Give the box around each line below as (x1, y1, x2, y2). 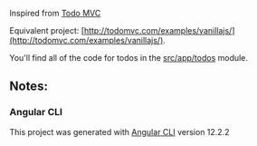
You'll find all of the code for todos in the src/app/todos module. (9, 53, 249, 63)
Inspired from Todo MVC (9, 8, 101, 18)
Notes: (9, 79, 48, 94)
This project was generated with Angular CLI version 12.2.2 (9, 126, 230, 137)
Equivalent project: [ (9, 25, 84, 35)
